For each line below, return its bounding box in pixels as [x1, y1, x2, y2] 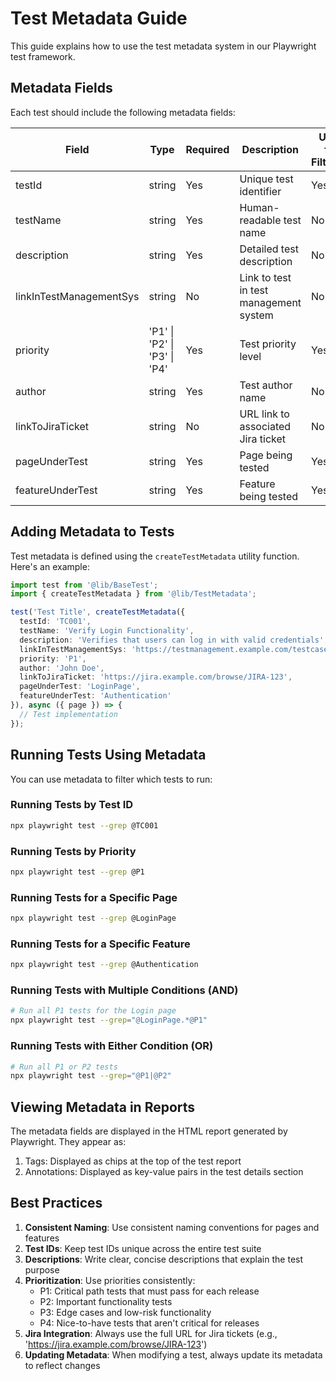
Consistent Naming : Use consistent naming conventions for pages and [24, 1221, 320, 1233]
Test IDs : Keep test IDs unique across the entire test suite [24, 1242, 262, 1254]
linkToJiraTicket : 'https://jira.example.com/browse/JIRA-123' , [19, 672, 293, 682]
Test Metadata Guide [10, 7, 188, 30]
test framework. [10, 50, 76, 62]
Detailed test [239, 242, 299, 256]
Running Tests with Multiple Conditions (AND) [10, 983, 239, 997]
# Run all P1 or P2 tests [10, 1062, 118, 1072]
